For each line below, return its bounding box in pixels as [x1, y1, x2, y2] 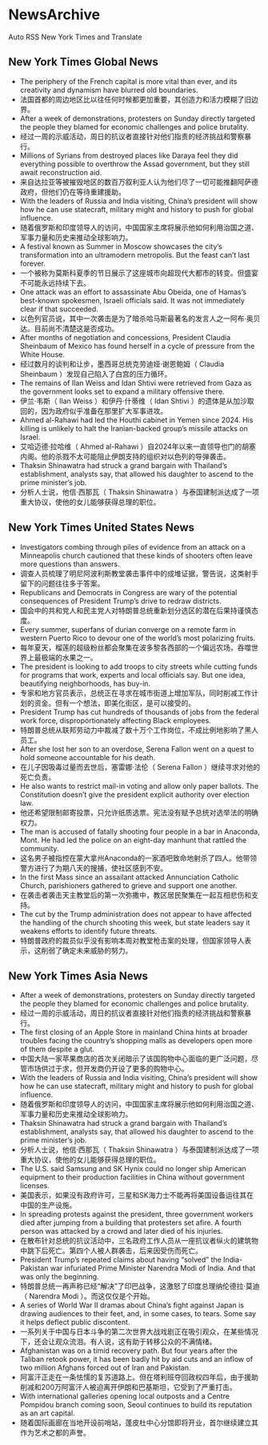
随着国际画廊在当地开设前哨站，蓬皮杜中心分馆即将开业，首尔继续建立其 [19, 1418, 258, 1427]
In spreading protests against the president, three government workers [19, 1210, 254, 1219]
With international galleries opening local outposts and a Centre [19, 1391, 230, 1401]
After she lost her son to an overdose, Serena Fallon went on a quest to [19, 744, 254, 754]
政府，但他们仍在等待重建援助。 [19, 186, 126, 197]
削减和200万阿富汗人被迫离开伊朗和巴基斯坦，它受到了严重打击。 [19, 1383, 237, 1392]
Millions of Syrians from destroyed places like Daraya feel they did [19, 150, 238, 160]
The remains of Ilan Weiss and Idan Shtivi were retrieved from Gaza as [19, 378, 252, 387]
